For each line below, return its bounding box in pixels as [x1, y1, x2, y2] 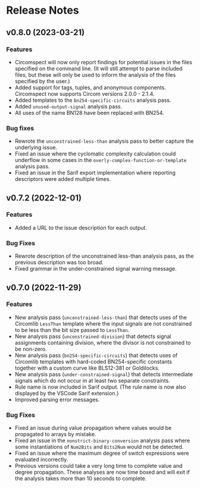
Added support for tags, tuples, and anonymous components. [14, 84, 167, 91]
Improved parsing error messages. [14, 396, 100, 403]
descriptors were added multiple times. [14, 176, 111, 183]
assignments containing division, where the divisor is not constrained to [14, 339, 191, 346]
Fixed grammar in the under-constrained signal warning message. [14, 265, 177, 273]
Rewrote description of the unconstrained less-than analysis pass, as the [14, 252, 194, 259]
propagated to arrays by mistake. [14, 431, 96, 438]
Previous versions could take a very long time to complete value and [14, 462, 183, 470]
